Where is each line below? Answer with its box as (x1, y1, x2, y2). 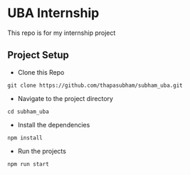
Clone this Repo (17, 68, 65, 76)
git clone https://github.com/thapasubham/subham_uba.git (7, 82, 183, 89)
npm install (7, 134, 43, 142)
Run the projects (17, 147, 66, 155)
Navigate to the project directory (17, 94, 114, 102)
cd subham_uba (7, 108, 50, 115)
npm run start (7, 160, 50, 168)
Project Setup (7, 49, 70, 61)
